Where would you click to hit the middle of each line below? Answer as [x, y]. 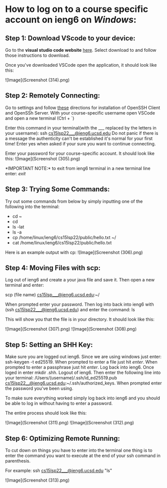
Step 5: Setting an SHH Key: [49, 345]
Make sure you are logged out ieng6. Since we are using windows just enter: [83, 357]
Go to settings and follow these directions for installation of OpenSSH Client [83, 108]
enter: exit [15, 173]
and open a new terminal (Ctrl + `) [40, 118]
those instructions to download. [38, 55]
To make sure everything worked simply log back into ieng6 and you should [83, 398]
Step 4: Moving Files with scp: [53, 268]
